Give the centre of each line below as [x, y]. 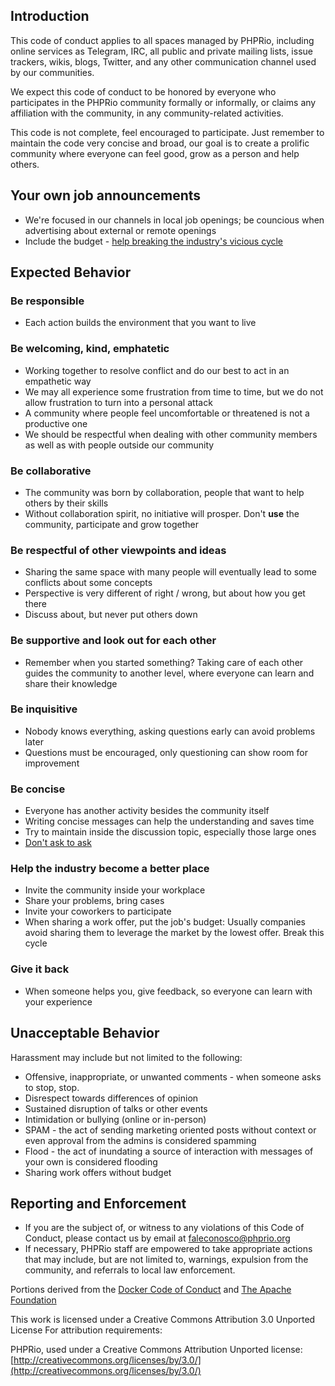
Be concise [38, 789]
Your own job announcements [106, 195]
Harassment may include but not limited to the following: [126, 1057]
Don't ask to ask [58, 843]
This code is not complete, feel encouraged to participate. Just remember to [167, 132]
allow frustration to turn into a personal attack [118, 402]
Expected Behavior [71, 272]
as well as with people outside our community [119, 445]
